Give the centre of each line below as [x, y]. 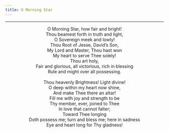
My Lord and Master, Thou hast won [84, 50]
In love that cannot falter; [84, 109]
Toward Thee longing [84, 114]
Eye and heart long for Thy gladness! [84, 125]
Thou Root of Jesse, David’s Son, [84, 45]
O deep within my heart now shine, [84, 87]
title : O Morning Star [29, 10]
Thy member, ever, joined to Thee [84, 103]
